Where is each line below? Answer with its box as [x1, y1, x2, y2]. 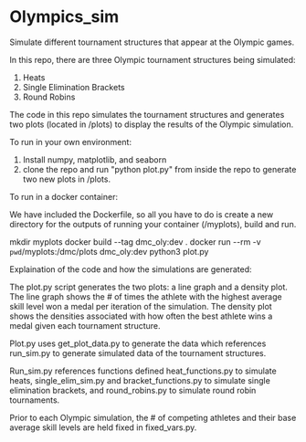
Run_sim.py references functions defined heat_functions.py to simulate [9, 365, 277, 376]
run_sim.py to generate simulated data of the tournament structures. [9, 347, 267, 358]
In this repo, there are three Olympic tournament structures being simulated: [9, 54, 296, 65]
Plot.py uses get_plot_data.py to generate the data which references [9, 338, 267, 349]
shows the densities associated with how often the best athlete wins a [9, 310, 273, 321]
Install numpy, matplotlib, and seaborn [22, 153, 167, 165]
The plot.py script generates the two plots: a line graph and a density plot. [9, 281, 288, 292]
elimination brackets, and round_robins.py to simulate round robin [9, 384, 257, 395]
